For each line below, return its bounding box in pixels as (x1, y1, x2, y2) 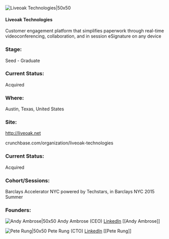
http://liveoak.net (5, 130, 41, 136)
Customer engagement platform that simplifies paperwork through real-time (5, 28, 164, 34)
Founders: (5, 206, 31, 214)
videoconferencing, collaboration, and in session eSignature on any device (5, 33, 161, 39)
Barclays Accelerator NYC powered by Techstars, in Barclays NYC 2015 (5, 188, 155, 194)
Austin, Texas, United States (5, 106, 64, 112)
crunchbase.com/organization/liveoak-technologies (5, 140, 114, 146)
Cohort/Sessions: (5, 177, 50, 184)
